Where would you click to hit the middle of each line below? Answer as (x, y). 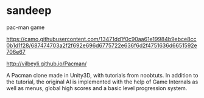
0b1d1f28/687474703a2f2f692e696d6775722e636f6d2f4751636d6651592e (102, 45)
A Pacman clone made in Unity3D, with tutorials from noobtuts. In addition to (102, 75)
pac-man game (26, 27)
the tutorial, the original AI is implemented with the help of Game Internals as (102, 82)
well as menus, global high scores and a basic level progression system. (97, 88)
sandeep (29, 11)
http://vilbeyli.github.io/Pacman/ (47, 64)
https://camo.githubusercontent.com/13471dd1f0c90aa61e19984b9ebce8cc (101, 39)
